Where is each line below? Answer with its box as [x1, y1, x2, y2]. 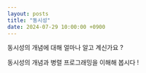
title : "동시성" [7, 17, 51, 24]
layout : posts [7, 10, 49, 18]
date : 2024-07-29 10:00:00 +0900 [7, 23, 106, 30]
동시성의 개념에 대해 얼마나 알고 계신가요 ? [7, 44, 123, 52]
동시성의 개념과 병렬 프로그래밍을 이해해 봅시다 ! [7, 58, 140, 67]
